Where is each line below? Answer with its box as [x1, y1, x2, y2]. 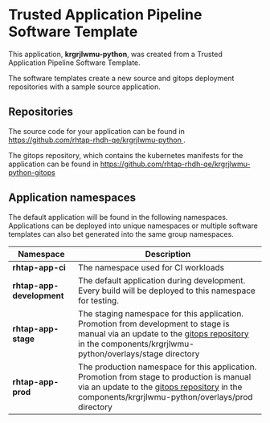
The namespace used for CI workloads [77, 262, 225, 273]
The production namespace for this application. [77, 361, 257, 372]
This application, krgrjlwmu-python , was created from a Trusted [8, 49, 223, 59]
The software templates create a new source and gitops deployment [8, 73, 235, 83]
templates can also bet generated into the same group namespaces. [8, 229, 235, 238]
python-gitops [8, 167, 56, 177]
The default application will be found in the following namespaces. [8, 212, 228, 222]
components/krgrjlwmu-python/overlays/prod [77, 391, 253, 402]
